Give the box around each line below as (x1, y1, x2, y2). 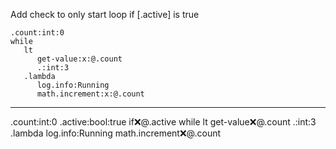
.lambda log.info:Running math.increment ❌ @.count (10, 127, 222, 139)
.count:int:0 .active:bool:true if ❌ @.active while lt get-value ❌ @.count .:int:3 (10, 116, 317, 128)
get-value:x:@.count (36, 54, 123, 64)
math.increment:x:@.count (36, 89, 145, 99)
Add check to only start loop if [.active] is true (10, 9, 200, 20)
